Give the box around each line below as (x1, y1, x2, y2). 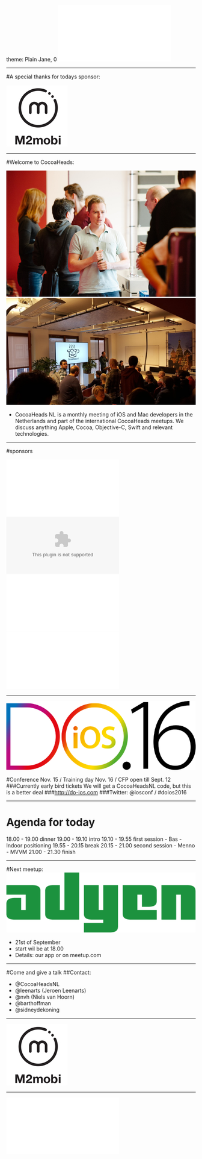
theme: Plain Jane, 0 (6, 56, 57, 63)
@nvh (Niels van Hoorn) (14, 993, 75, 1000)
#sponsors (6, 448, 33, 455)
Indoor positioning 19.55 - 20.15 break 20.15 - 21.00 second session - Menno (6, 841, 195, 849)
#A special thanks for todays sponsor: (6, 73, 100, 80)
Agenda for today (6, 815, 95, 829)
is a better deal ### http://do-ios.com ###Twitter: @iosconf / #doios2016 (6, 788, 187, 796)
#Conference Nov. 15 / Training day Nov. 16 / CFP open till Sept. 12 (6, 776, 171, 783)
